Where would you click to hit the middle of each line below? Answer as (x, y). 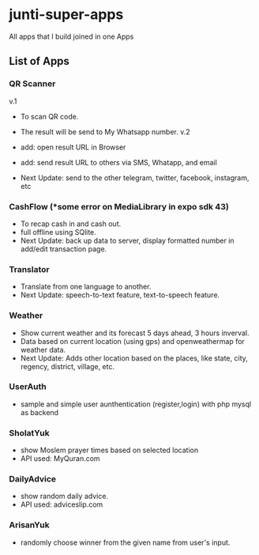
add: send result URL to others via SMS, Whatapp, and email (119, 162)
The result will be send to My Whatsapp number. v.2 (105, 131)
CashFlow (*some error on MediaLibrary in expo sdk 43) (119, 206)
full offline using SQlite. (58, 232)
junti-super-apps (66, 15)
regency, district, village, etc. (68, 366)
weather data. (43, 349)
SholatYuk (29, 432)
